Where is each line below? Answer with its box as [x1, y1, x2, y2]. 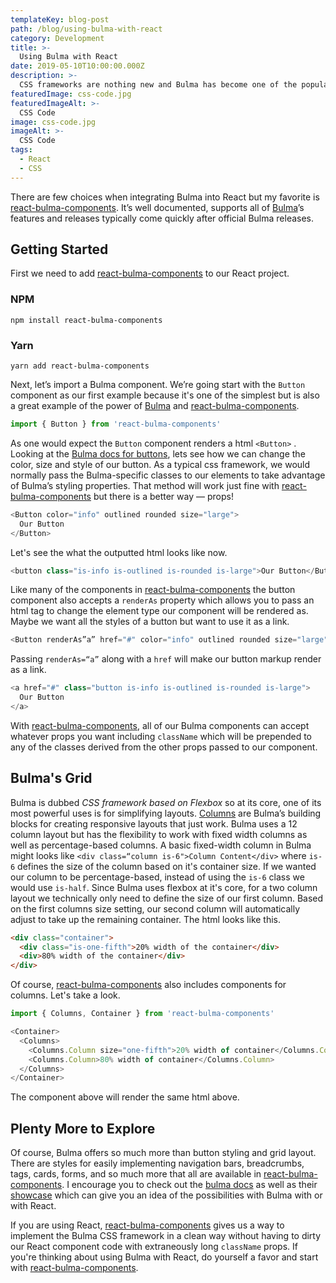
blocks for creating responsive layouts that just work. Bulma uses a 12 [10, 817, 298, 830]
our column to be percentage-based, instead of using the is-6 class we [10, 871, 305, 883]
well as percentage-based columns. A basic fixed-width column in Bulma [10, 839, 312, 851]
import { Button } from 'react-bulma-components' [10, 419, 222, 430]
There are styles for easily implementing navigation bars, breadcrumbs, [10, 1157, 305, 1170]
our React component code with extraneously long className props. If [10, 1241, 298, 1253]
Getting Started [10, 241, 109, 258]
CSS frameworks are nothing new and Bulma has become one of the [19, 80, 298, 90]
